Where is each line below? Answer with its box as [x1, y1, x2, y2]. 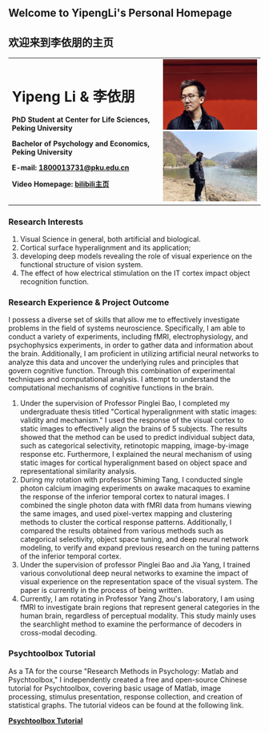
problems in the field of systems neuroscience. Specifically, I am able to [8, 323, 246, 333]
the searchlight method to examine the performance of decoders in [19, 619, 243, 629]
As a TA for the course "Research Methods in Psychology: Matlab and [8, 666, 239, 675]
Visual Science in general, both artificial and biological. [19, 234, 202, 244]
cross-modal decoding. [19, 628, 98, 638]
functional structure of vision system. [19, 260, 143, 270]
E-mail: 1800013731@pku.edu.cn [11, 163, 130, 173]
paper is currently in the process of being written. [19, 586, 184, 595]
